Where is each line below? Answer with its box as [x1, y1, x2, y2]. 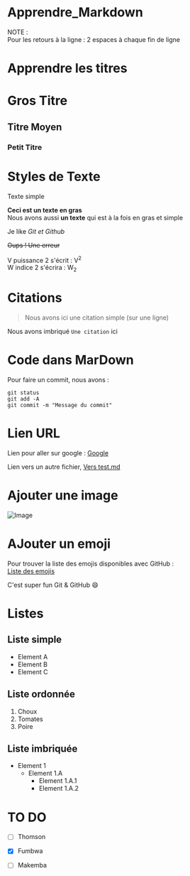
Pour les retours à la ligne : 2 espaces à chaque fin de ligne [7, 35, 181, 43]
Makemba [17, 861, 47, 870]
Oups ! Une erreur [7, 241, 60, 249]
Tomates [17, 715, 44, 723]
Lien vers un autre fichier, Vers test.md [7, 463, 121, 471]
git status [7, 389, 40, 396]
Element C [17, 667, 48, 676]
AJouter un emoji [7, 536, 111, 551]
